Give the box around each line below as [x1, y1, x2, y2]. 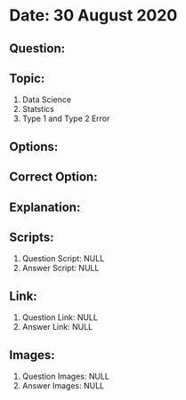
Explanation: [9, 199, 81, 214]
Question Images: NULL [21, 371, 109, 381]
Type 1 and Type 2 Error [21, 113, 110, 124]
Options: [9, 139, 59, 154]
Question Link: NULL [21, 312, 98, 323]
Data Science [21, 94, 72, 105]
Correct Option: [9, 170, 98, 185]
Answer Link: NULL [21, 322, 93, 332]
